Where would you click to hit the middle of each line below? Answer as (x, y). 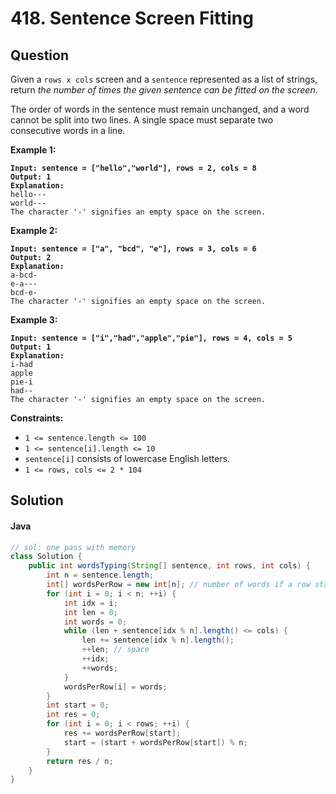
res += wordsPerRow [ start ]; (122, 733)
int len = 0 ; (90, 612)
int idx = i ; (90, 603)
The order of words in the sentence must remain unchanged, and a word (160, 109)
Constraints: (37, 418)
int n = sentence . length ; (100, 575)
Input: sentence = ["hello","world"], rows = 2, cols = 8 (133, 168)
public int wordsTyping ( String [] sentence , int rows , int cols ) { (169, 566)
